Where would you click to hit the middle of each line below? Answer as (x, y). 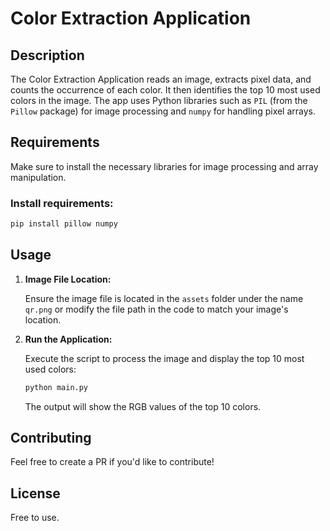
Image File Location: (68, 279)
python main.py (56, 387)
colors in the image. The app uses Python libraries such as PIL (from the (159, 100)
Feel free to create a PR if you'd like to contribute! (112, 462)
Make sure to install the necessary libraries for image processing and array (164, 166)
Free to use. (35, 518)
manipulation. (38, 177)
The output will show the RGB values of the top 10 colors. (143, 406)
